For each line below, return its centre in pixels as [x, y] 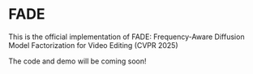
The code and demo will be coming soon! [78, 61]
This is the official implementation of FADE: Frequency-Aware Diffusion [126, 37]
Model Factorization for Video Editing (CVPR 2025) [93, 45]
